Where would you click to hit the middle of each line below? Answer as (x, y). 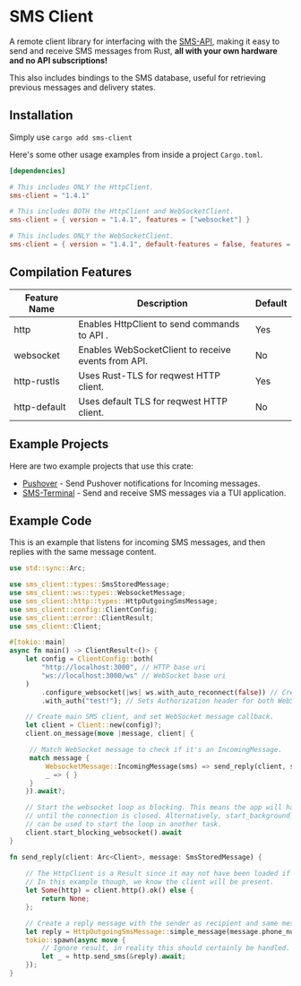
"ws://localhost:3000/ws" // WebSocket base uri (134, 675)
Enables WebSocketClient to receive (155, 350)
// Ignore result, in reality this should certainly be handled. (166, 948)
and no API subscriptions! (59, 60)
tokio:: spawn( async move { (76, 940)
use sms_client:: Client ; (56, 626)
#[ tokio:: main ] (38, 643)
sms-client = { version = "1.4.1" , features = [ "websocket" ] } (130, 220)
